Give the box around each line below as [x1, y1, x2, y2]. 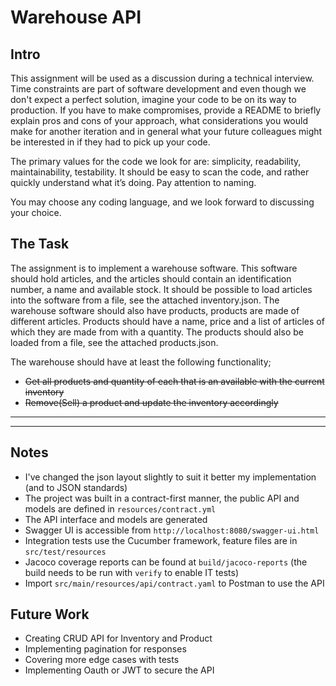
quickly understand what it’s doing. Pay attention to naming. [10, 177, 257, 188]
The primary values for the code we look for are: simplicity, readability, [10, 156, 302, 167]
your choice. [10, 207, 62, 218]
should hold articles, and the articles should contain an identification [10, 272, 292, 285]
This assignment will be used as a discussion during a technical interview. [10, 72, 315, 84]
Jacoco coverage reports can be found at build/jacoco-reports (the [24, 556, 308, 568]
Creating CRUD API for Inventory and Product [24, 632, 213, 645]
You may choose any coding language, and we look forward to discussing [10, 196, 315, 208]
